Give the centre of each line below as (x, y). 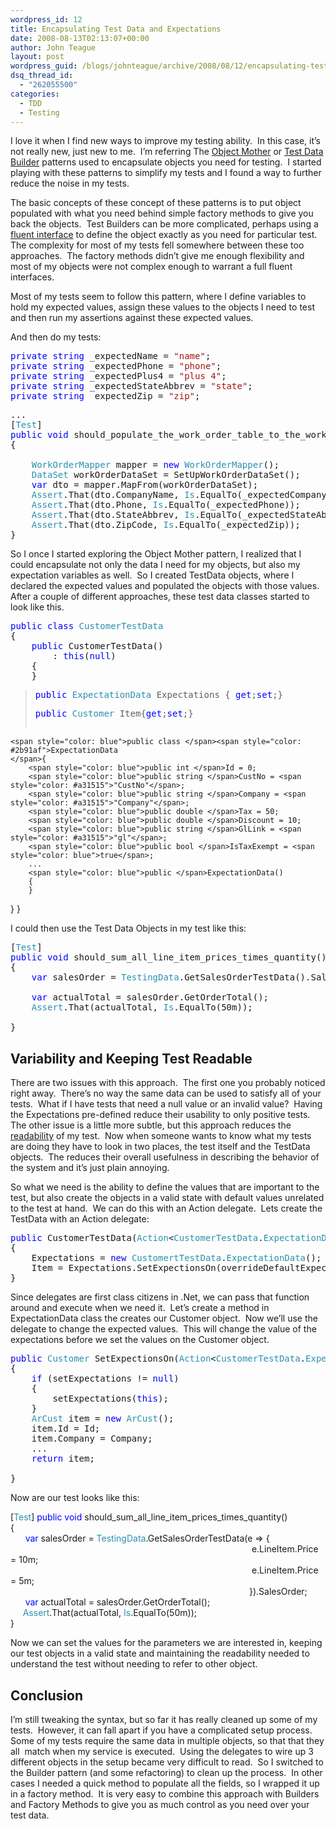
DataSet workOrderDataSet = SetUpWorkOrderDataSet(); (166, 475)
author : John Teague (53, 47)
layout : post (37, 57)
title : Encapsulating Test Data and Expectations (116, 29)
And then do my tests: (56, 337)
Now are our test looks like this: (75, 1498)
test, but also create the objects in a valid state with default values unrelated (167, 1198)
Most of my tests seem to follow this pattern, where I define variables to (158, 297)
